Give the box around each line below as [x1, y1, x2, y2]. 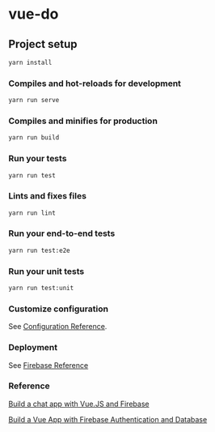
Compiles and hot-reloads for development [8, 78, 182, 89]
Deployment [8, 342, 58, 353]
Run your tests [8, 153, 67, 165]
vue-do [8, 5, 59, 24]
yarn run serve [8, 96, 60, 105]
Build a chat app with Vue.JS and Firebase [8, 399, 150, 408]
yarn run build [8, 134, 60, 142]
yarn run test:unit [8, 284, 74, 293]
